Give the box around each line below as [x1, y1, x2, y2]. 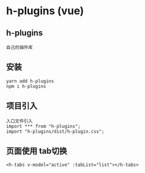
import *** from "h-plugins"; [6, 123, 81, 129]
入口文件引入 [6, 118, 33, 124]
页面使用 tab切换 [6, 146, 67, 156]
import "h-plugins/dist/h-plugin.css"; [6, 129, 105, 134]
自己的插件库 [6, 44, 33, 50]
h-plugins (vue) [6, 4, 84, 18]
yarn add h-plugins [6, 78, 54, 84]
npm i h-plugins [6, 83, 46, 89]
